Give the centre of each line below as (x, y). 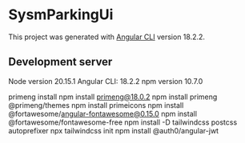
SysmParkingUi (61, 15)
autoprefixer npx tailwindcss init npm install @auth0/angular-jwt (113, 130)
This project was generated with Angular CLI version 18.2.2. (107, 37)
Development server (60, 62)
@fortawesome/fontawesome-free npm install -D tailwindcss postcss (123, 122)
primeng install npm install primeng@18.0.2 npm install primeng (113, 97)
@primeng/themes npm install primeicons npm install (96, 105)
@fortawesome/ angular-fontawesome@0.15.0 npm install (103, 113)
